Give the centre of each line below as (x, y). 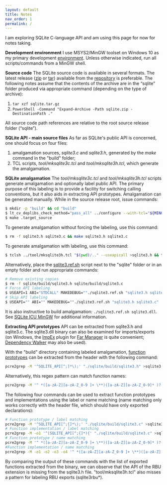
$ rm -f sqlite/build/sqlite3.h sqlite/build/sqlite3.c (64, 284)
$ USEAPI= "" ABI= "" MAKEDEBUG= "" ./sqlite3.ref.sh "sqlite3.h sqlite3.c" (82, 302)
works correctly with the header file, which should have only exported (77, 405)
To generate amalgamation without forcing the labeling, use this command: (82, 227)
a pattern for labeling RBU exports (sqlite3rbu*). (54, 477)
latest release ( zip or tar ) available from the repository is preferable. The (79, 78)
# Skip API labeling (27, 297)
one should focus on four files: (37, 143)
